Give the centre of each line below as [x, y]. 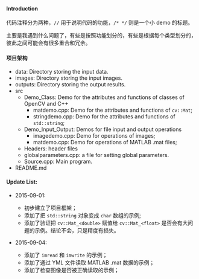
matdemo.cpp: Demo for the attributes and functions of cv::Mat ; [113, 110]
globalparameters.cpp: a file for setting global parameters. [96, 155]
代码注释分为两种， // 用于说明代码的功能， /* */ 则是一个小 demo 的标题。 [100, 23]
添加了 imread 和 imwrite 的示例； [66, 255]
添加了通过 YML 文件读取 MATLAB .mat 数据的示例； [89, 262]
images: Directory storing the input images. [68, 78]
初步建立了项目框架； [50, 208]
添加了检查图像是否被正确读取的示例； [71, 270]
